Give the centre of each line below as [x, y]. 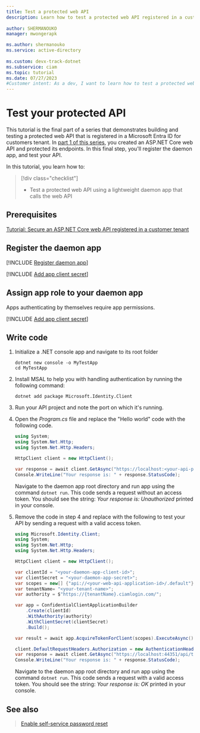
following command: [40, 385]
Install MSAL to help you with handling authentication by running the [99, 379]
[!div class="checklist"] [49, 178]
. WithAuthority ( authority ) [59, 617]
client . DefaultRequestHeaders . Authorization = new [79, 649]
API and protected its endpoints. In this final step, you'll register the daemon [99, 149]
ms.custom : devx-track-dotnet [44, 61]
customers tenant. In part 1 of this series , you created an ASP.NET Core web [100, 142]
